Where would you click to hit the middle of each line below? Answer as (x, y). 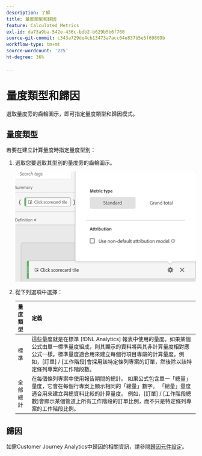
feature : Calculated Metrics (43, 25)
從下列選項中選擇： (39, 292)
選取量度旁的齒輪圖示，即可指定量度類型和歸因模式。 (72, 114)
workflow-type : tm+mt (33, 45)
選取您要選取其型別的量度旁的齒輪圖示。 (65, 163)
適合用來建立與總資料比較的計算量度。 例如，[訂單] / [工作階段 (109, 393)
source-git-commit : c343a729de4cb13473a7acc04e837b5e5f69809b (86, 38)
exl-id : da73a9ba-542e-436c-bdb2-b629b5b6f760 (66, 32)
